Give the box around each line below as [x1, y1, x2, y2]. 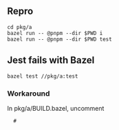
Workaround [7, 89, 50, 98]
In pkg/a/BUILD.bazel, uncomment [7, 104, 105, 112]
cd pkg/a [7, 23, 32, 30]
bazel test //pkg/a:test [7, 72, 78, 80]
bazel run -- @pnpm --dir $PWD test [7, 36, 112, 43]
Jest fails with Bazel [7, 54, 95, 66]
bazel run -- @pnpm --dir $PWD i [7, 30, 103, 36]
